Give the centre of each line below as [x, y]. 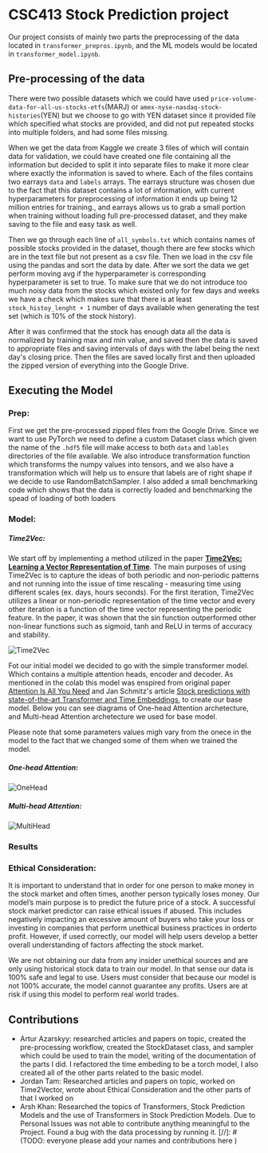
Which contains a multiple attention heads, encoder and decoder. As [121, 674]
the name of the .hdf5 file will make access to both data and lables [119, 447]
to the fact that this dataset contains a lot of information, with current [122, 190]
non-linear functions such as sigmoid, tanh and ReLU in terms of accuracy [130, 626]
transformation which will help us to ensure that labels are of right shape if [130, 473]
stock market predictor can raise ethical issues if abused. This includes [125, 911]
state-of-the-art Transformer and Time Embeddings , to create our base [126, 700]
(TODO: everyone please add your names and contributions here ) [128, 1141]
